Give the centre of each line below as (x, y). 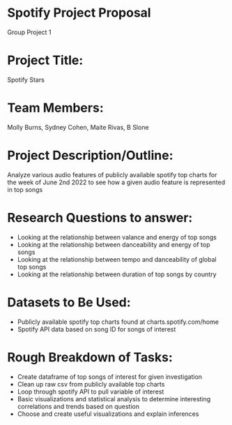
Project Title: (45, 60)
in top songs (25, 189)
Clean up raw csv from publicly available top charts (91, 384)
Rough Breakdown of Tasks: (90, 357)
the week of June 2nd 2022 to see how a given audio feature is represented (116, 182)
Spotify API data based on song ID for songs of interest (96, 329)
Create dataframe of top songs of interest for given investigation (110, 376)
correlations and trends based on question (78, 406)
